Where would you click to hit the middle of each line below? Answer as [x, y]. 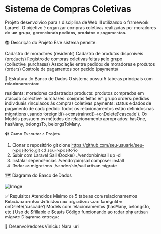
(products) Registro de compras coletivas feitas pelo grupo [64, 59]
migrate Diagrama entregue [32, 217]
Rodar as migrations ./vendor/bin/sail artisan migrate [64, 166]
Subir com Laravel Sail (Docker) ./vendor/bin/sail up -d [66, 155]
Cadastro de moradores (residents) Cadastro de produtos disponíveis [74, 53]
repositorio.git [26, 150]
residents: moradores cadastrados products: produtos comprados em [74, 93]
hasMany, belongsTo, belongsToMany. [43, 124]
